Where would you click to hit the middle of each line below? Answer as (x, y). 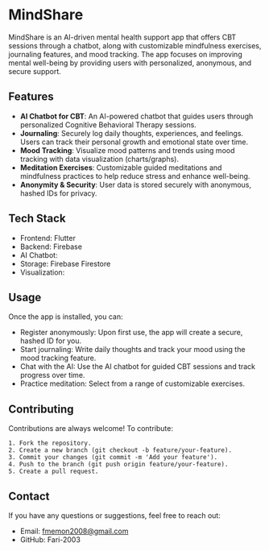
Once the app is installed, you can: (66, 317)
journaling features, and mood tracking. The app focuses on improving (126, 54)
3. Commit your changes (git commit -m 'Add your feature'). (113, 458)
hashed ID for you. (51, 341)
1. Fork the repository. (50, 443)
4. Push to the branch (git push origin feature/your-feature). (118, 465)
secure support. (35, 71)
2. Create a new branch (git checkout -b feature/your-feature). (120, 450)
